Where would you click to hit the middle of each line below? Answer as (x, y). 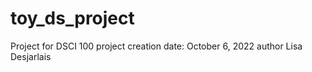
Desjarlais (31, 56)
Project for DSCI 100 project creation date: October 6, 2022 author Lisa (156, 46)
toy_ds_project (72, 18)
